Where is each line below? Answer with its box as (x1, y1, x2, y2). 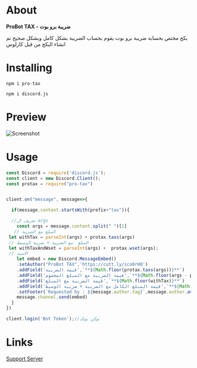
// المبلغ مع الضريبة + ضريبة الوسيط (8, 239, 89, 246)
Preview (6, 111, 47, 124)
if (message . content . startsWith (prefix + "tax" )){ (11, 207, 130, 213)
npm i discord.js (6, 91, 49, 97)
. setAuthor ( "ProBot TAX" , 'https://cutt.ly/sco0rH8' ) (16, 262, 148, 267)
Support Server (6, 355, 43, 362)
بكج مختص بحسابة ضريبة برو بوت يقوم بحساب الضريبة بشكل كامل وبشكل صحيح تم (6, 34, 188, 41)
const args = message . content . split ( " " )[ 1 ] (16, 223, 127, 229)
